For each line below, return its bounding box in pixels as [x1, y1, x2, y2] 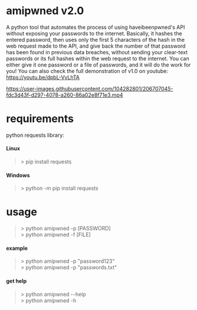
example [6, 245, 28, 252]
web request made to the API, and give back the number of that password [6, 42, 186, 50]
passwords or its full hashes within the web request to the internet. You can [6, 55, 190, 62]
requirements [6, 112, 74, 126]
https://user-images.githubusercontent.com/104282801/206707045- [6, 85, 173, 92]
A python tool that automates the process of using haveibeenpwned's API [6, 24, 185, 31]
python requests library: [6, 131, 65, 138]
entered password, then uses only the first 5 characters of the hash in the [6, 36, 185, 43]
